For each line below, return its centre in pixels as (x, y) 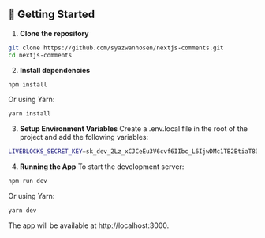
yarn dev (22, 211)
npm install (28, 84)
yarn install (30, 114)
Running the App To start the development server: (102, 167)
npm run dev (28, 181)
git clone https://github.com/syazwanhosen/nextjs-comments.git (116, 48)
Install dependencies (55, 70)
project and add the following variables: (84, 137)
